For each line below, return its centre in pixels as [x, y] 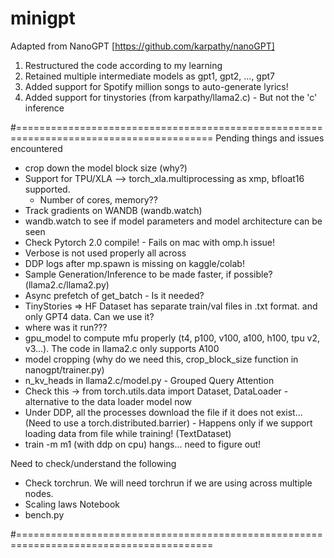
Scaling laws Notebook [72, 504]
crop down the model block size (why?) [106, 168]
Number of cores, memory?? [98, 199]
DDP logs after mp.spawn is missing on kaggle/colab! [134, 263]
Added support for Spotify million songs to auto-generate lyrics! [156, 86]
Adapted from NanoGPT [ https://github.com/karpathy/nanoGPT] [142, 46]
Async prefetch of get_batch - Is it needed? [114, 295]
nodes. [39, 493]
